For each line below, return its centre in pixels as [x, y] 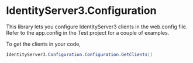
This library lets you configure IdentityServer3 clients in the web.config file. [97, 27]
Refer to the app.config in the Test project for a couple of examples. [88, 32]
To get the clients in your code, [43, 44]
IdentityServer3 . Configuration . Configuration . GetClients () [80, 54]
